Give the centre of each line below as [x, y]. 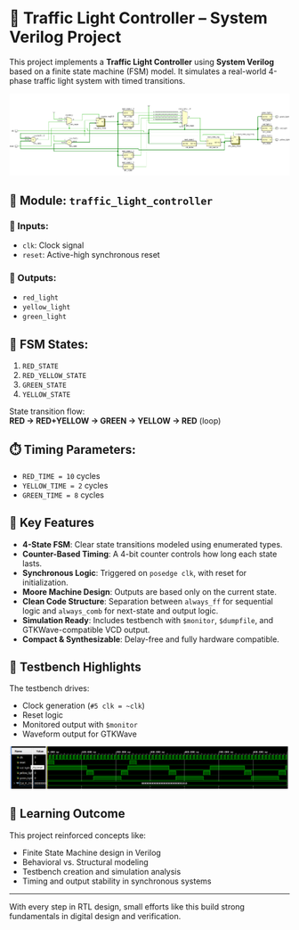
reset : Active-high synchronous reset [91, 254]
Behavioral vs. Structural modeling [85, 862]
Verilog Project [65, 37]
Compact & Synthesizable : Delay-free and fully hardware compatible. [151, 639]
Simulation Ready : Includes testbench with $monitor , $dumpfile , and [148, 620]
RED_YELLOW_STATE [54, 376]
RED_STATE [40, 366]
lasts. [32, 563]
